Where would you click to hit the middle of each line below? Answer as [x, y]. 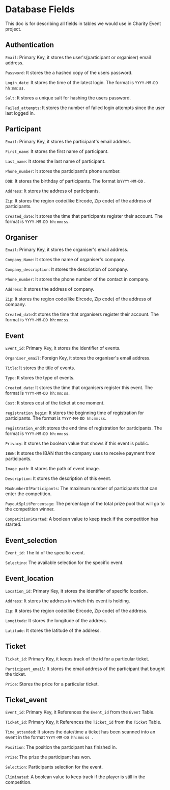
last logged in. [20, 113]
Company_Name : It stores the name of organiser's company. [65, 260]
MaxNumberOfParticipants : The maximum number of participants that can [81, 489]
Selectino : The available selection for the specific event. [64, 563]
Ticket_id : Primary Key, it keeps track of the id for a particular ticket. [77, 658]
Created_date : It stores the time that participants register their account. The [84, 216]
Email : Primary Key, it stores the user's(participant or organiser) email [78, 57]
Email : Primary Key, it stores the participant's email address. [68, 141]
